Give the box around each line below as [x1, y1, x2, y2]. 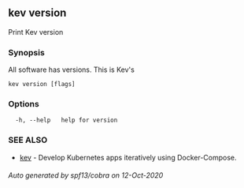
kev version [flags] [8, 81, 76, 88]
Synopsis [8, 47, 45, 58]
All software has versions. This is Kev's [8, 65, 135, 74]
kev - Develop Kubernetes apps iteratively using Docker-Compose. [19, 152, 238, 162]
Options [8, 99, 39, 110]
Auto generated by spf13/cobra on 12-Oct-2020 [8, 171, 164, 180]
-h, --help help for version [15, 116, 118, 125]
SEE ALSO [8, 134, 48, 145]
